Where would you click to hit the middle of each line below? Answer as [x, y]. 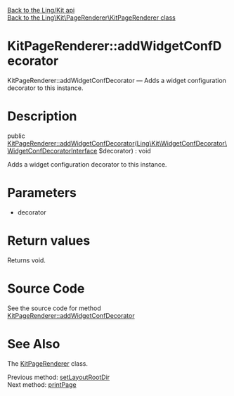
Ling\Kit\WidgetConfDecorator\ [182, 143]
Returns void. [26, 260]
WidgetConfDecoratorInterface [52, 151]
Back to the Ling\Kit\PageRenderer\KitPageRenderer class [91, 18]
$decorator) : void [125, 151]
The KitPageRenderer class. [48, 363]
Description [42, 116]
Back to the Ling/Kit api [41, 10]
